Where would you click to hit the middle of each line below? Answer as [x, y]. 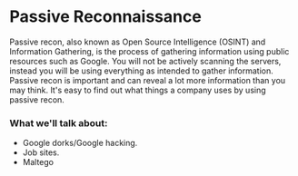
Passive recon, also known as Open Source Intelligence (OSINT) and [138, 42]
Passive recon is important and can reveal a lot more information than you [148, 80]
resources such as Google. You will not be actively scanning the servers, [145, 61]
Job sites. [41, 152]
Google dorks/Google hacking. [80, 143]
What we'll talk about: [59, 122]
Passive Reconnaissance [105, 17]
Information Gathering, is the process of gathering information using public [149, 51]
